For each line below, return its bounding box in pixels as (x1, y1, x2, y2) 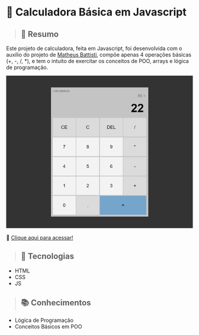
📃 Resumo (20, 29, 59, 39)
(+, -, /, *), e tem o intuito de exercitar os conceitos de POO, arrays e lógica (6, 58, 190, 64)
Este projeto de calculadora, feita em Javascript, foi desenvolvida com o (6, 45, 182, 52)
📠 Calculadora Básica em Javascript (6, 5, 187, 19)
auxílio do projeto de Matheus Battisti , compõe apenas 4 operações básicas (6, 51, 191, 58)
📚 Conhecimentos (20, 298, 91, 308)
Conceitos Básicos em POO (14, 323, 82, 330)
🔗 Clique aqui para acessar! (6, 234, 73, 241)
